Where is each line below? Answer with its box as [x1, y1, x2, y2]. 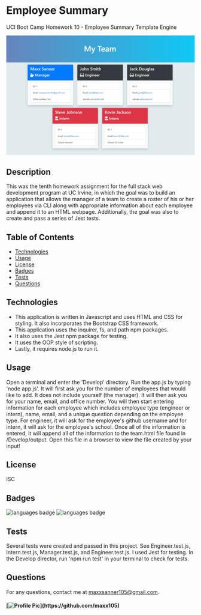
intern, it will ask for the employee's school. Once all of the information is [6, 423, 186, 430]
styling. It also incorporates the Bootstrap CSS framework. [14, 320, 159, 327]
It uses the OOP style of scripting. [14, 339, 99, 346]
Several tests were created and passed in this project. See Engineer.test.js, [6, 542, 190, 550]
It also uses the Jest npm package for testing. [14, 332, 128, 339]
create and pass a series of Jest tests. [6, 214, 100, 222]
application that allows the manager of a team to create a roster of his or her [6, 196, 194, 203]
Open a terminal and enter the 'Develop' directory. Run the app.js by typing [6, 378, 191, 386]
